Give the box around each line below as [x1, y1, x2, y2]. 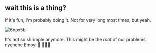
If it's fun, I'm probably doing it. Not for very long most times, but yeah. [5, 17, 151, 23]
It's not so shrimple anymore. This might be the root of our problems [5, 36, 146, 42]
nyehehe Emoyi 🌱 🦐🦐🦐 [5, 42, 51, 48]
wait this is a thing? [5, 4, 66, 12]
